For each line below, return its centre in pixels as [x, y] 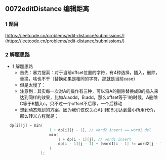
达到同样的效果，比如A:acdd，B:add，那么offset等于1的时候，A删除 [89, 97]
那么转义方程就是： [39, 116]
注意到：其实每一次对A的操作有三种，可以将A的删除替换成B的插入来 [89, 91]
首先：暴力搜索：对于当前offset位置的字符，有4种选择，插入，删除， [90, 72]
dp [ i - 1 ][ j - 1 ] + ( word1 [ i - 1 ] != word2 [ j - [108, 144]
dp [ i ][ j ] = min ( [26, 125]
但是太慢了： [33, 85]
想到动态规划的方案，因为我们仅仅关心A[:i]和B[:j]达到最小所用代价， [89, 110]
